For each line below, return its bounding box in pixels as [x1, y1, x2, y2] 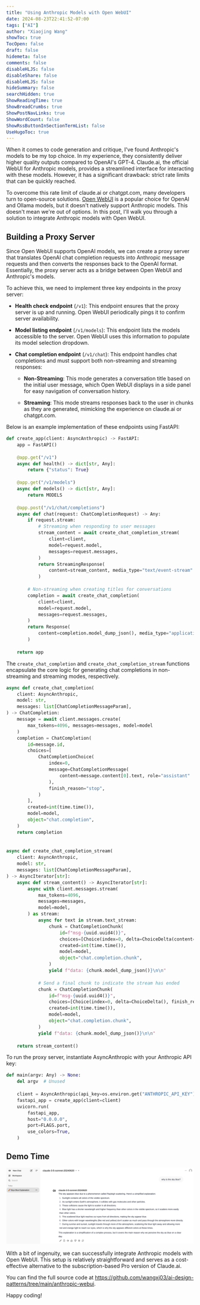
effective [6, 1262, 28, 1269]
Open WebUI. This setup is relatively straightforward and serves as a [6, 1256, 174, 1263]
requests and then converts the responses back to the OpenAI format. [6, 260, 178, 267]
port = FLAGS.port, [27, 1123, 70, 1129]
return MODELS [27, 492, 62, 498]
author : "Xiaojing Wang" [6, 29, 68, 35]
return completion [17, 829, 62, 835]
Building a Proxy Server [6, 232, 95, 242]
